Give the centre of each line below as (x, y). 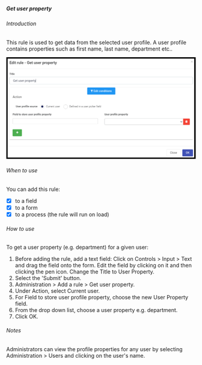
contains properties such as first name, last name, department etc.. (90, 49)
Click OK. (26, 317)
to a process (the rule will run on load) (62, 214)
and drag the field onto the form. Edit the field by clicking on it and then (103, 266)
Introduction (21, 23)
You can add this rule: (33, 189)
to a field (26, 201)
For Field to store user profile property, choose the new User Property (101, 298)
